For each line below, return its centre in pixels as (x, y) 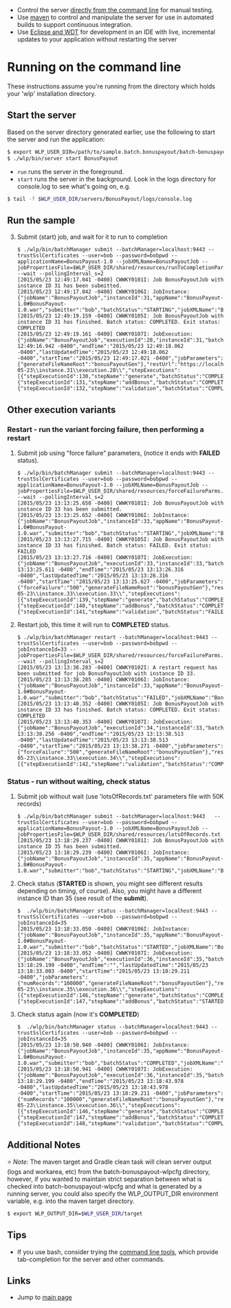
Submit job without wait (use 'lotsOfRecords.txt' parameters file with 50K (120, 797)
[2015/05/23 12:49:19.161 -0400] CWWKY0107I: (83, 334)
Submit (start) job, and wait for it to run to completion (92, 237)
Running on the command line (94, 67)
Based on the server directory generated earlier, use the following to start (111, 132)
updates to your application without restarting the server (97, 39)
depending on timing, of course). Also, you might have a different (109, 891)
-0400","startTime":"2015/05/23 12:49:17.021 (83, 358)
